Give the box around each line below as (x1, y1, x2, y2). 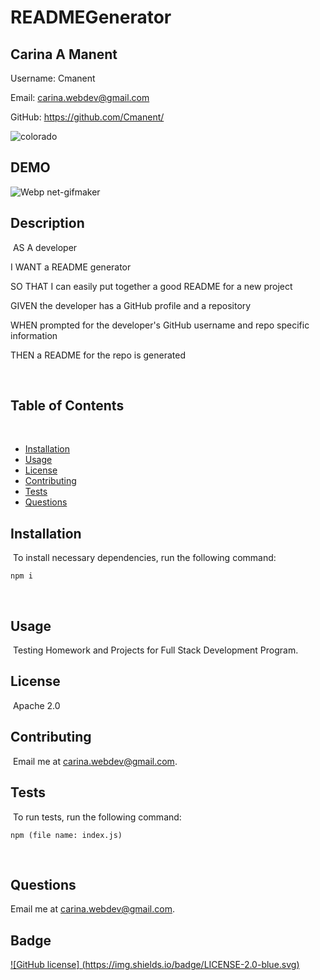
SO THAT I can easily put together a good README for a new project (10, 280, 293, 292)
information (10, 329, 58, 341)
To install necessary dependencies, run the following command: (12, 552, 277, 564)
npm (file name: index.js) (10, 830, 123, 840)
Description (10, 215, 85, 232)
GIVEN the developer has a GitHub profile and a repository (10, 299, 252, 311)
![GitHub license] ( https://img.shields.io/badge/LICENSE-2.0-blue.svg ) (10, 959, 300, 971)
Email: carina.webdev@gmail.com (10, 92, 150, 103)
